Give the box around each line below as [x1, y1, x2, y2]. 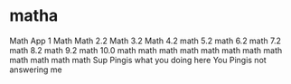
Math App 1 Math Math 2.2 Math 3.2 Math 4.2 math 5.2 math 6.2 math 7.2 [9, 35, 282, 46]
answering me [9, 64, 62, 75]
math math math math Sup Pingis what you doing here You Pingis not [9, 54, 267, 65]
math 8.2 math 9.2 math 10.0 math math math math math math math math [9, 44, 283, 55]
